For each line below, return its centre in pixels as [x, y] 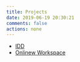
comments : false [27, 23]
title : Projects [27, 12]
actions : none [24, 29]
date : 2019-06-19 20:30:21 [40, 18]
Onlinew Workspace [40, 53]
